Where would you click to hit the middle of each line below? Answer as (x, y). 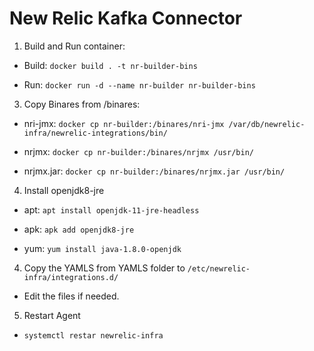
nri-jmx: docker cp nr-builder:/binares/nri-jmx (124, 123)
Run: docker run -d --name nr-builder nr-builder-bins (139, 84)
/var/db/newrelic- (267, 124)
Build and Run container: (74, 46)
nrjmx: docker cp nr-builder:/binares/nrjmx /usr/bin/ (138, 151)
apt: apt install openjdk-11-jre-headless (111, 209)
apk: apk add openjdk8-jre (79, 229)
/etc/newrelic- (219, 268)
